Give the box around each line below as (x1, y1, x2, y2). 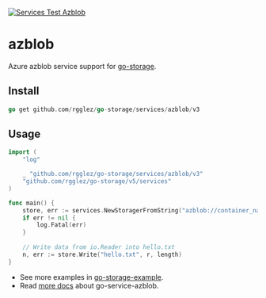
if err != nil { (22, 214, 77, 222)
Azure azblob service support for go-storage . (8, 61, 157, 71)
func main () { (8, 199, 55, 207)
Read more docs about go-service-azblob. (19, 281, 159, 290)
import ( (8, 148, 37, 156)
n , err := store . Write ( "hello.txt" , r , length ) (22, 250, 182, 258)
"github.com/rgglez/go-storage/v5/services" (22, 178, 172, 185)
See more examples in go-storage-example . (19, 272, 164, 281)
